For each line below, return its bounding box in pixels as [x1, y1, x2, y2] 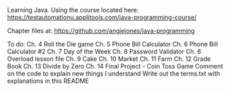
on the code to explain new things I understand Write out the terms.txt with [7, 69, 220, 77]
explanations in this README [7, 77, 89, 85]
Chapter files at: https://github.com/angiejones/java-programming [7, 27, 195, 35]
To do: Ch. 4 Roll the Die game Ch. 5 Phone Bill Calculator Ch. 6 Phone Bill [7, 40, 218, 48]
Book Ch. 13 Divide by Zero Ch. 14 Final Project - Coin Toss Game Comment [7, 62, 223, 70]
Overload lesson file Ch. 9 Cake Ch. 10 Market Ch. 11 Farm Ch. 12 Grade [7, 55, 211, 63]
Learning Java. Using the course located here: [7, 6, 140, 14]
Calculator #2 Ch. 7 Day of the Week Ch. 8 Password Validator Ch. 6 [7, 48, 202, 55]
